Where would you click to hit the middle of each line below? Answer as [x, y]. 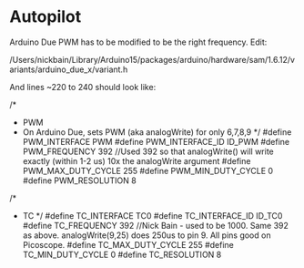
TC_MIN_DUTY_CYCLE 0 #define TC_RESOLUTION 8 [122, 254]
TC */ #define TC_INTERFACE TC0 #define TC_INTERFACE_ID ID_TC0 [152, 215]
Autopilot [46, 17]
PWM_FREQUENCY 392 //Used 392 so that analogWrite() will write [148, 151]
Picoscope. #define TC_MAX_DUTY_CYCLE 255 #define [128, 244]
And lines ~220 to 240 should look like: [83, 87]
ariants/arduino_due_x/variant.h [69, 69]
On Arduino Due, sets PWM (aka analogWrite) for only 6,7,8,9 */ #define [157, 132]
